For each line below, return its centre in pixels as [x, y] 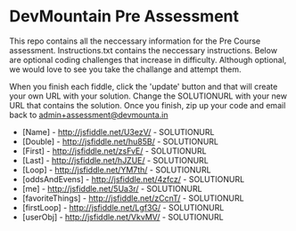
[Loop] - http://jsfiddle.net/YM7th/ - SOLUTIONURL [116, 170]
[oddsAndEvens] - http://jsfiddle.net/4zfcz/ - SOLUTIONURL [133, 179]
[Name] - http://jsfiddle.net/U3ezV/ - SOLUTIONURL [118, 131]
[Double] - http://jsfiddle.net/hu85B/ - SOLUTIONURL [120, 141]
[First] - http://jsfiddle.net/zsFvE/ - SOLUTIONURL [114, 151]
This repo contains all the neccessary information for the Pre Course [135, 41]
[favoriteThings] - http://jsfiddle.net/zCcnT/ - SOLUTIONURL [133, 198]
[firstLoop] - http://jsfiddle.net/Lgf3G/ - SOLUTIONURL [123, 207]
